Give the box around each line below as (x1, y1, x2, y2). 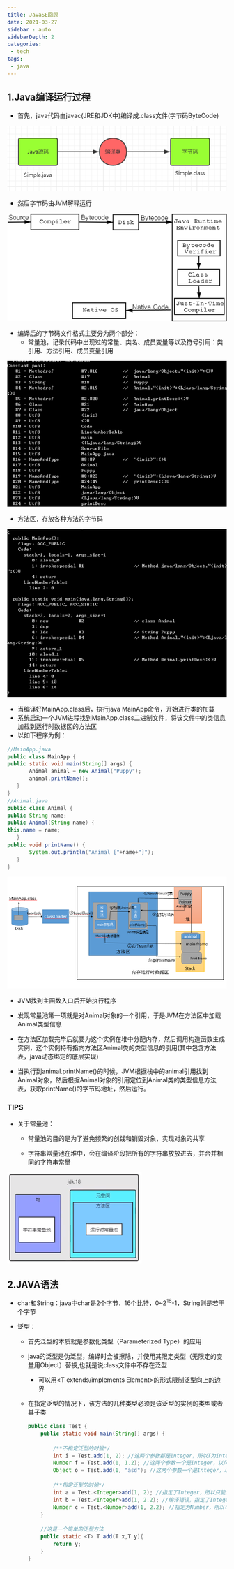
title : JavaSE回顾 (7, 11, 58, 18)
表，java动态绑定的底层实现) (17, 1052, 99, 1061)
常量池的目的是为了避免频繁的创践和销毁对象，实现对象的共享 (27, 1134, 205, 1142)
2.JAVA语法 (7, 1279, 59, 1290)
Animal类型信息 (17, 1020, 62, 1029)
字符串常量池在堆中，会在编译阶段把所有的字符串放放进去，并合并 (27, 1149, 217, 1157)
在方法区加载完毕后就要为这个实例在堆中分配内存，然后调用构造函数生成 (17, 1035, 225, 1043)
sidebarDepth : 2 (7, 34, 54, 40)
